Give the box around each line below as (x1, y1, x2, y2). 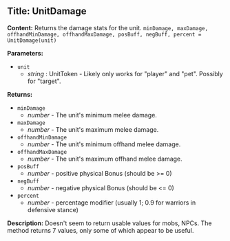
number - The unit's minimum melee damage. (27, 111, 157, 119)
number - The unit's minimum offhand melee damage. (27, 140, 181, 148)
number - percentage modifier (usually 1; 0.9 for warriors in (27, 198, 196, 207)
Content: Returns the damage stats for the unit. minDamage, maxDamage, (7, 23, 209, 32)
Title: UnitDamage (7, 5, 87, 17)
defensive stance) (27, 205, 79, 214)
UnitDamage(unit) (7, 37, 57, 44)
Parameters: (7, 49, 43, 57)
